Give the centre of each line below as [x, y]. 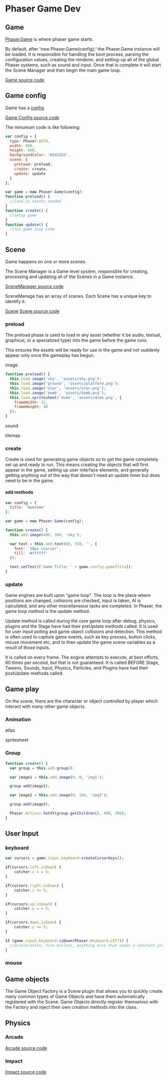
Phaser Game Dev [43, 9]
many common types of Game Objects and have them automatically [75, 997]
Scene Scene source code [32, 311]
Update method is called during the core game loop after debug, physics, [80, 621]
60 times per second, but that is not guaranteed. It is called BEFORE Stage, [82, 663]
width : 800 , [22, 146]
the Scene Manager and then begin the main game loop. [63, 70]
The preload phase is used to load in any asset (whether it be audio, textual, [83, 335]
